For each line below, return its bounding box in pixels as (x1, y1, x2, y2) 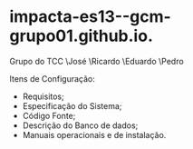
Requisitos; (22, 91, 65, 102)
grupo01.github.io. (9, 25, 154, 46)
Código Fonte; (22, 110, 76, 121)
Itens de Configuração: (9, 73, 95, 84)
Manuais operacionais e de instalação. (22, 129, 167, 140)
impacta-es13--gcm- (9, 6, 172, 27)
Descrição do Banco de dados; (22, 120, 139, 131)
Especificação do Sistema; (22, 100, 122, 111)
